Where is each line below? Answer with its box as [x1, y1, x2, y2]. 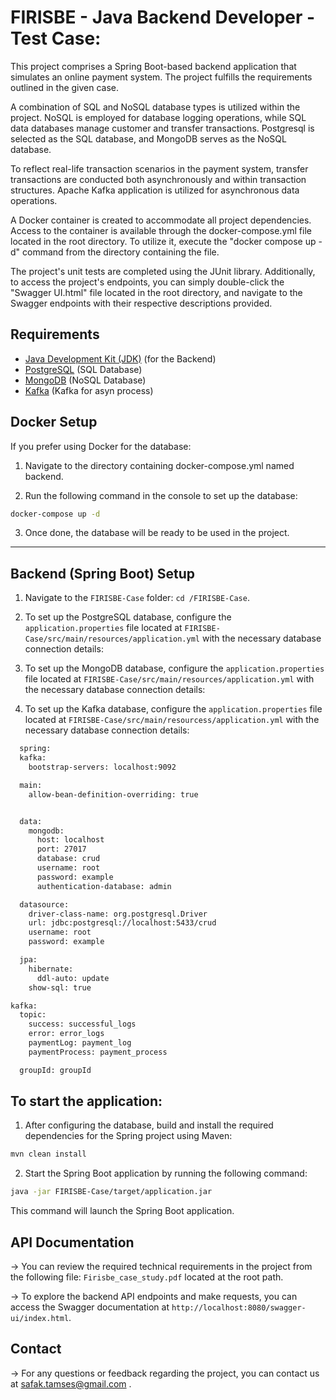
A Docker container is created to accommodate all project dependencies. [10, 214, 312, 226]
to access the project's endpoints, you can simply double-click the [10, 276, 285, 288]
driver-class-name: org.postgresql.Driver [28, 909, 208, 919]
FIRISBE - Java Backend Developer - [10, 6, 316, 29]
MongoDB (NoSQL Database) [24, 374, 147, 386]
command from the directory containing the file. [22, 246, 220, 258]
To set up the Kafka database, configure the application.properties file [24, 703, 323, 715]
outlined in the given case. [10, 81, 120, 93]
